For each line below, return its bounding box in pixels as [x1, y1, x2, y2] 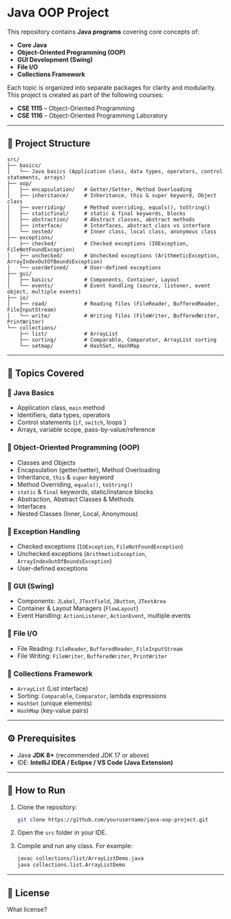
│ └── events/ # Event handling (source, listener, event [7, 282, 211, 289]
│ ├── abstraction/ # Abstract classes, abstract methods [7, 216, 195, 223]
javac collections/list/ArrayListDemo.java [16, 855, 144, 862]
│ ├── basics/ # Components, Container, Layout [7, 276, 180, 283]
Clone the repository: [16, 803, 78, 811]
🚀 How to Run [7, 785, 66, 797]
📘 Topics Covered [7, 368, 85, 379]
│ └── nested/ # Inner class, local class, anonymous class [7, 228, 217, 235]
